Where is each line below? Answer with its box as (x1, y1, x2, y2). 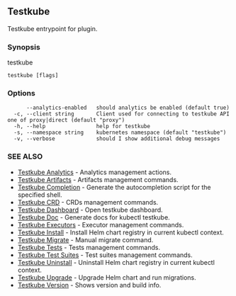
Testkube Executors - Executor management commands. (17, 220, 184, 229)
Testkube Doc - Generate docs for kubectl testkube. (17, 212, 170, 222)
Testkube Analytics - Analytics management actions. (17, 168, 172, 176)
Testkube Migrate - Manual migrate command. (17, 235, 154, 244)
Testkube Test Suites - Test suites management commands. (17, 251, 193, 259)
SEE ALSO (7, 152, 43, 161)
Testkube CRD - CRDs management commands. (17, 198, 159, 206)
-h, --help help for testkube (13, 123, 151, 130)
